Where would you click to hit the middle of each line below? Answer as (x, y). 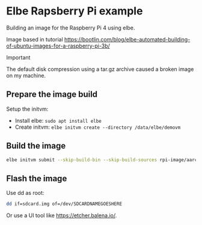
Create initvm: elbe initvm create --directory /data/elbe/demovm (98, 127)
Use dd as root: (25, 193)
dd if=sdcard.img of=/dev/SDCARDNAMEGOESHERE (64, 204)
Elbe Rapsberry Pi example (75, 11)
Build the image (36, 146)
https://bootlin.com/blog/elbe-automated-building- (127, 39)
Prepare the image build (52, 94)
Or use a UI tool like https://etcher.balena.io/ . (62, 215)
